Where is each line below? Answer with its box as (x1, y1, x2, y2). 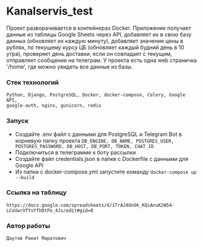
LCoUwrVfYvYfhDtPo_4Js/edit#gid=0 (6, 208, 94, 214)
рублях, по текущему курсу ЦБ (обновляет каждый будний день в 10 (6, 44, 185, 51)
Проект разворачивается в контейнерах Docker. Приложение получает (6, 24, 191, 32)
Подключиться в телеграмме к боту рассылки (15, 149, 136, 156)
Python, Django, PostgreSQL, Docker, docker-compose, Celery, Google (6, 92, 186, 98)
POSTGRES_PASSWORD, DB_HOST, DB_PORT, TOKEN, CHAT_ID (15, 143, 154, 149)
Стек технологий (6, 78, 59, 86)
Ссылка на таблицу (6, 188, 67, 197)
